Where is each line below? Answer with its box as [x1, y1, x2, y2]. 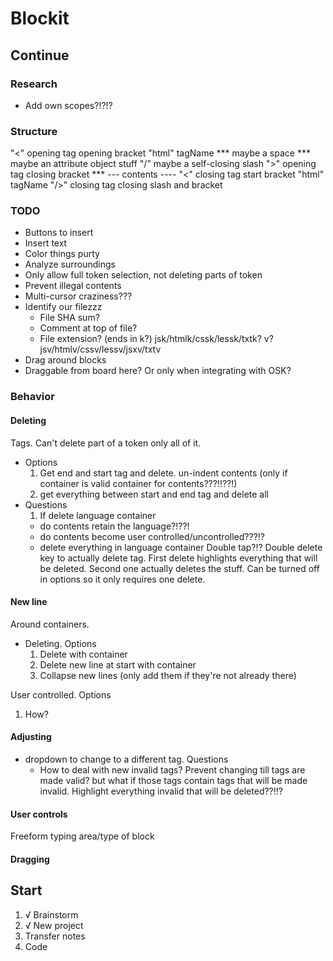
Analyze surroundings [24, 258, 116, 271]
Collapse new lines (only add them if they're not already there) [39, 669, 297, 681]
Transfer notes [24, 930, 86, 942]
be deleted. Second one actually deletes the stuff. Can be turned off [39, 562, 320, 574]
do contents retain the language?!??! [39, 520, 190, 532]
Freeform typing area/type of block [10, 830, 155, 842]
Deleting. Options [24, 637, 97, 649]
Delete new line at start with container [39, 658, 197, 671]
